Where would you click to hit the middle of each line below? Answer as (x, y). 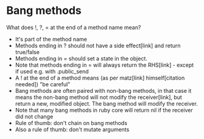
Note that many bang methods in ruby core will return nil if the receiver (104, 110)
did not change (34, 117)
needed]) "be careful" (43, 84)
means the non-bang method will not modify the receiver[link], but (99, 97)
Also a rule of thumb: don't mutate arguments (72, 129)
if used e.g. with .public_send (52, 71)
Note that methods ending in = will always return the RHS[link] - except (104, 65)
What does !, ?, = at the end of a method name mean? (74, 27)
